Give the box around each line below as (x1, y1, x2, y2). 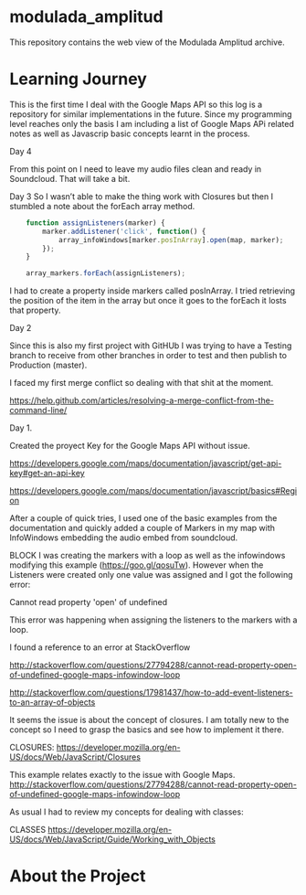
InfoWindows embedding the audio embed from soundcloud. (9, 532, 238, 543)
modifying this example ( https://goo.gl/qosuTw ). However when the (9, 559, 264, 570)
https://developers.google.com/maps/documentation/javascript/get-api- (9, 458, 282, 469)
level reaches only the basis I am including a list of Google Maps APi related (9, 118, 295, 129)
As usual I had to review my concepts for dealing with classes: (9, 806, 244, 817)
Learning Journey (9, 69, 148, 90)
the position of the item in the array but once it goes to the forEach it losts (9, 295, 287, 306)
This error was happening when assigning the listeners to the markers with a (9, 614, 298, 625)
